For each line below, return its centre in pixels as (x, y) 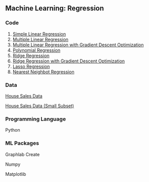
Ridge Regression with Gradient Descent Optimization (69, 61)
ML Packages (22, 143)
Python (13, 130)
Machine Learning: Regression (55, 8)
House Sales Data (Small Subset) (40, 106)
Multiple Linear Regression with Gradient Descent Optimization (78, 45)
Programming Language (35, 119)
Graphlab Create (23, 154)
